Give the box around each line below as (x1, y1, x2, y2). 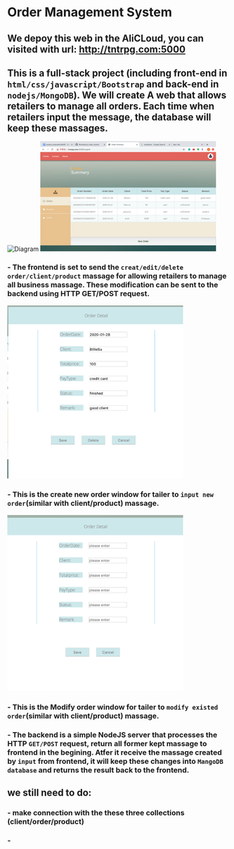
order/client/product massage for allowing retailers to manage (7, 271, 227, 281)
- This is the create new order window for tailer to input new (7, 490, 214, 500)
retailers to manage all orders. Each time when (7, 100, 215, 112)
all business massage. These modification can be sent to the (7, 280, 219, 290)
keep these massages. (7, 122, 109, 134)
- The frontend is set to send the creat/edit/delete (7, 262, 184, 272)
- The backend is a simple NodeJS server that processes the (7, 730, 218, 740)
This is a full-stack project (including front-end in (7, 67, 228, 79)
